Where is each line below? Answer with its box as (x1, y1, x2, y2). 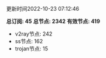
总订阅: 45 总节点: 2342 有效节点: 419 (6, 18, 101, 25)
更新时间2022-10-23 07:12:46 (6, 5, 80, 12)
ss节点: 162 (14, 38, 43, 44)
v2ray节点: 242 (14, 30, 53, 37)
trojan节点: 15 (14, 45, 49, 52)
